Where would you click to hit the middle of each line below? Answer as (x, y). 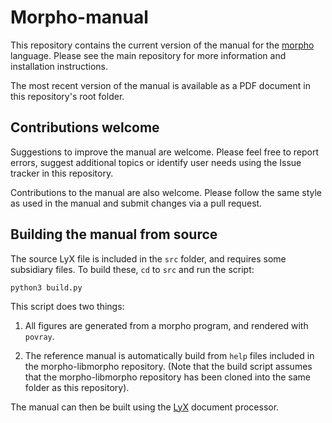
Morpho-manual (79, 17)
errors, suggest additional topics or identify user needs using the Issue (156, 162)
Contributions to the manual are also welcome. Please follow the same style (166, 192)
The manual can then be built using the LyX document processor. (145, 407)
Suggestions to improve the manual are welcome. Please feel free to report (165, 152)
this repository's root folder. (67, 96)
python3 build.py (46, 287)
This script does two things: (67, 306)
